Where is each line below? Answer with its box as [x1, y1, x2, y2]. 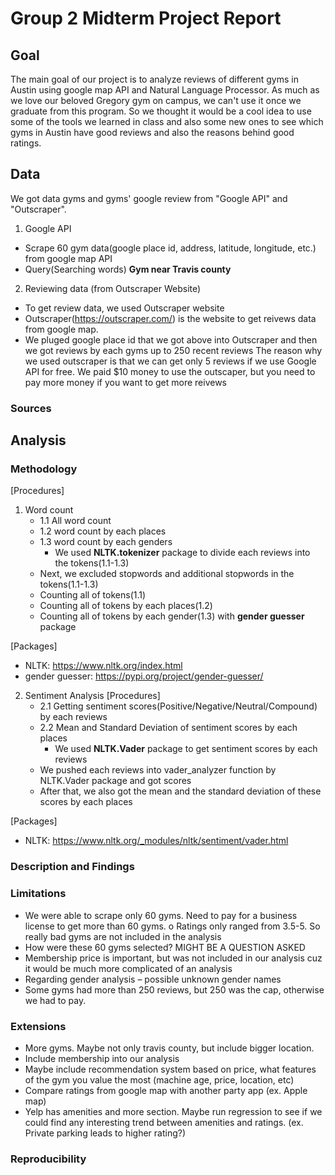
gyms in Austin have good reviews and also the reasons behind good [10, 127, 295, 138]
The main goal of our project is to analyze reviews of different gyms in [10, 73, 299, 85]
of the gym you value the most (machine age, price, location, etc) [24, 1073, 295, 1086]
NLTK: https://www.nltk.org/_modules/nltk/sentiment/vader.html [24, 835, 289, 847]
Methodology [10, 462, 78, 476]
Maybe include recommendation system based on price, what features [24, 1063, 317, 1075]
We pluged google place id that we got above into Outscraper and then [24, 333, 318, 346]
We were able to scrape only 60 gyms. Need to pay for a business [24, 909, 298, 921]
